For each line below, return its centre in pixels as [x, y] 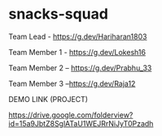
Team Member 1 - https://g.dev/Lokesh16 [77, 52]
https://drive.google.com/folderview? [71, 115]
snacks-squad [58, 14]
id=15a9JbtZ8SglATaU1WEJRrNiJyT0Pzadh [81, 123]
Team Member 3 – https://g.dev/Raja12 [72, 83]
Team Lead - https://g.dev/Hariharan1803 [78, 36]
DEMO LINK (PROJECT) [48, 99]
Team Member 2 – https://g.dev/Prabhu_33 [80, 68]
